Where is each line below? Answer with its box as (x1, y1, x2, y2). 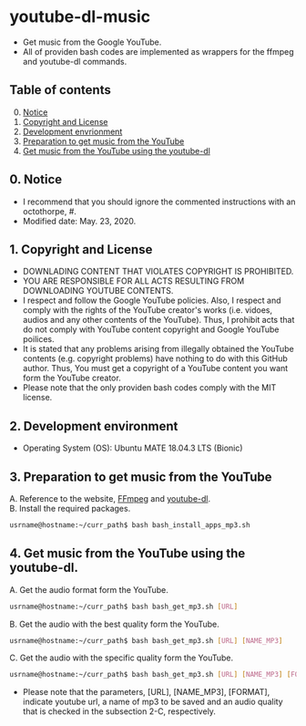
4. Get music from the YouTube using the (9, 545, 246, 562)
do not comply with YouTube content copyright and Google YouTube (22, 324, 280, 335)
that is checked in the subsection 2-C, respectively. (22, 706, 217, 717)
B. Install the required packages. (9, 503, 131, 513)
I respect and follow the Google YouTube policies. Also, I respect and (22, 295, 281, 306)
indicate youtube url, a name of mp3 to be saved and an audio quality (22, 696, 284, 708)
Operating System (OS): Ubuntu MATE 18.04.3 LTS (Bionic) (22, 442, 243, 453)
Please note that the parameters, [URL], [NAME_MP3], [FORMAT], (22, 687, 270, 698)
